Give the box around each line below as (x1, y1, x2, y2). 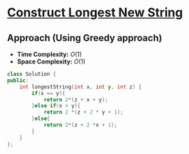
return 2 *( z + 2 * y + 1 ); (43, 109, 124, 116)
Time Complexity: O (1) (16, 50, 82, 58)
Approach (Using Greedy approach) (7, 32, 162, 44)
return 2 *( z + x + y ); (43, 96, 108, 103)
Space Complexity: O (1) (16, 57, 86, 66)
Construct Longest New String (7, 5, 183, 21)
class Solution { (7, 70, 57, 77)
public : (7, 77, 29, 84)
